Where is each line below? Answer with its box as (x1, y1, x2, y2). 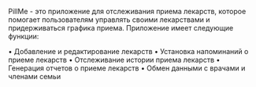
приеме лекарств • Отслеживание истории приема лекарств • (8, 55, 221, 64)
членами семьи (8, 72, 61, 81)
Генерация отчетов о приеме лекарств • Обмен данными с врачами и (8, 63, 246, 73)
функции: (8, 31, 39, 41)
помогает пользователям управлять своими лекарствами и (8, 15, 210, 24)
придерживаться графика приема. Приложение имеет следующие (8, 24, 234, 32)
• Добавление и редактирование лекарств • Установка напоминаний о (8, 47, 249, 56)
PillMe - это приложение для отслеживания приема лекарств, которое (8, 7, 247, 16)
